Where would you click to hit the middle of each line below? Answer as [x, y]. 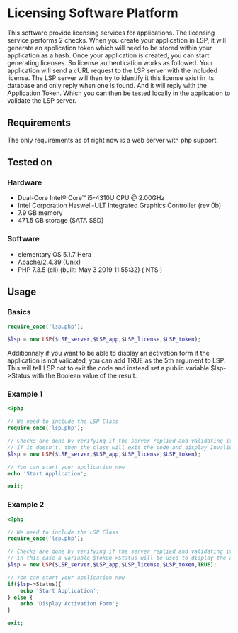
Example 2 [26, 505]
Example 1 [25, 394]
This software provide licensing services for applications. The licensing [111, 33]
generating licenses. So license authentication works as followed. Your [110, 62]
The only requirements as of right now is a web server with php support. [113, 140]
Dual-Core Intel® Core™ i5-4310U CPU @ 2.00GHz [91, 198]
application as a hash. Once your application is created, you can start [108, 55]
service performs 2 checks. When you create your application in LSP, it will [117, 40]
